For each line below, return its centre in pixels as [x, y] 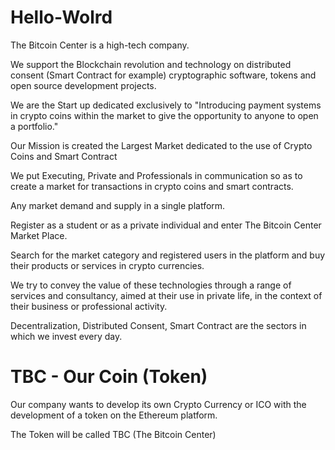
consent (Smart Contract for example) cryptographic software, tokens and [163, 75]
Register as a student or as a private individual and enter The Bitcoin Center [166, 225]
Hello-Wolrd [61, 17]
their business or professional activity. [89, 306]
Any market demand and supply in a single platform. [118, 205]
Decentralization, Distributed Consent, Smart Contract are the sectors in [158, 325]
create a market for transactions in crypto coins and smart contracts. [152, 186]
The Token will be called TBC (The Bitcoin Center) [113, 434]
